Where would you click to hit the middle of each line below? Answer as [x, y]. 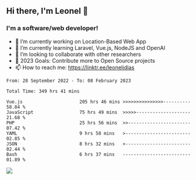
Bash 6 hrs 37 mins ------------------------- [98, 154]
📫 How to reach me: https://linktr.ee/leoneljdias [75, 67]
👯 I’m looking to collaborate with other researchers [78, 54]
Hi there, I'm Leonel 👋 [47, 11]
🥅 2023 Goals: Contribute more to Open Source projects [85, 60]
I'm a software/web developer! [52, 28]
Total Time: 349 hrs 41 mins [43, 91]
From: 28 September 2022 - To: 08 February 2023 [69, 81]
